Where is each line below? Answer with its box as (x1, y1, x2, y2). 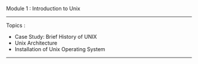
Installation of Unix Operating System (14, 46, 105, 52)
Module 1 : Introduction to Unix (6, 5, 81, 12)
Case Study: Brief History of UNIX (14, 33, 97, 40)
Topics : (6, 22, 25, 29)
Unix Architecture (14, 39, 58, 46)
